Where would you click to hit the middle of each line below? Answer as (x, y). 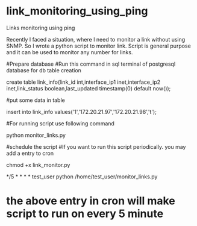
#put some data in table (36, 100)
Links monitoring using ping (41, 28)
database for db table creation (44, 70)
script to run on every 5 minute (85, 214)
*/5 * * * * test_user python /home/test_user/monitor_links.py (82, 177)
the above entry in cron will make (91, 201)
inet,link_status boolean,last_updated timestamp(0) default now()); (89, 88)
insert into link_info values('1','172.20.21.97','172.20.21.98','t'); (81, 111)
